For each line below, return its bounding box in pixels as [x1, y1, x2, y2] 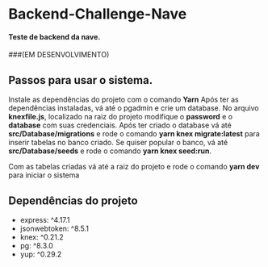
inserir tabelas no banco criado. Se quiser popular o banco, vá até [8, 138, 228, 148]
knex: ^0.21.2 [19, 232, 65, 242]
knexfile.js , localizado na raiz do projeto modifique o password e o [8, 112, 232, 122]
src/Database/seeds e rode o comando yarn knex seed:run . [8, 146, 212, 156]
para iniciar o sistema [8, 170, 80, 180]
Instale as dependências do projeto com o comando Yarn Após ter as [8, 94, 240, 105]
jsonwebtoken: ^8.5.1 [19, 223, 90, 234]
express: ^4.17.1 [19, 215, 70, 225]
